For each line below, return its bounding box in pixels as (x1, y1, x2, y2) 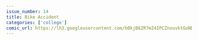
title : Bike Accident (6, 14, 60, 20)
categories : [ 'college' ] (6, 19, 67, 25)
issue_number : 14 (6, 8, 49, 15)
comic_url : (6, 25, 33, 31)
